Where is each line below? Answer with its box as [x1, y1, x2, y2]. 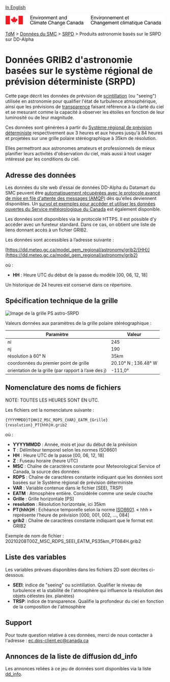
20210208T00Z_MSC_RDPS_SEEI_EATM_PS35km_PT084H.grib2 [5, 538, 141, 544]
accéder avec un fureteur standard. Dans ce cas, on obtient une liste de [5, 222, 156, 228]
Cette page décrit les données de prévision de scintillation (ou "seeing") [5, 93, 157, 99]
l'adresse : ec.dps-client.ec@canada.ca [5, 637, 89, 643]
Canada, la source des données [12, 468, 80, 475]
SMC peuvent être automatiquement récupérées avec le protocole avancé [5, 190, 160, 196]
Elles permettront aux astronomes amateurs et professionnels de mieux [5, 145, 155, 151]
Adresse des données [5, 171, 76, 179]
